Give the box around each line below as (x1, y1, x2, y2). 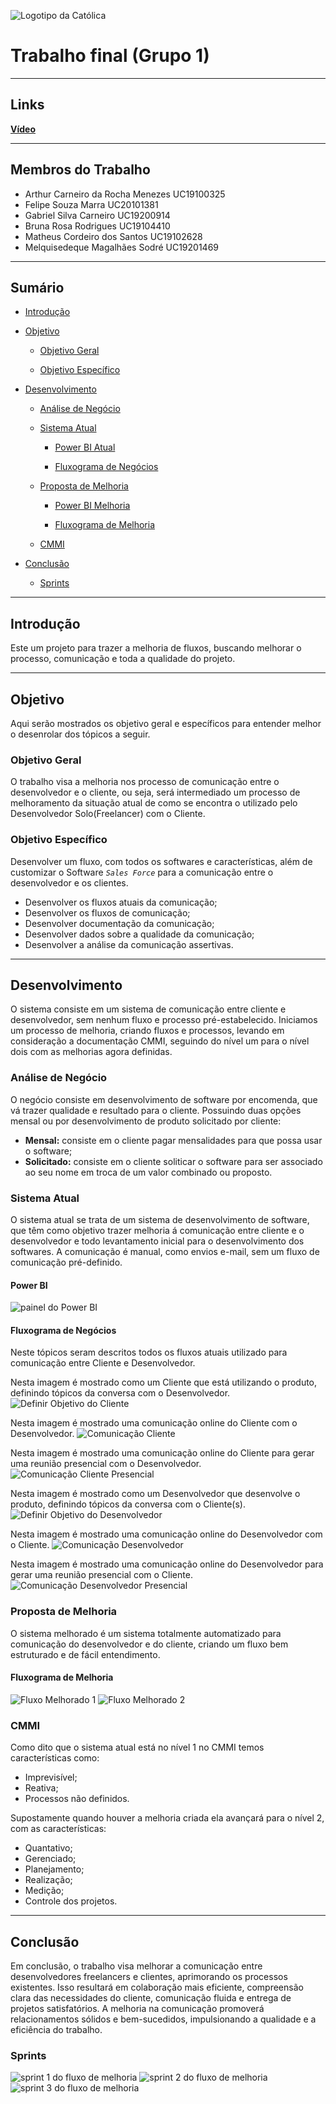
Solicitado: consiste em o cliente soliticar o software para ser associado (24, 1155, 323, 1167)
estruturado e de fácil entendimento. (10, 1648, 161, 1660)
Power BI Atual (54, 441, 116, 454)
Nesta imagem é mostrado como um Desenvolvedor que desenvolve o (10, 1488, 301, 1500)
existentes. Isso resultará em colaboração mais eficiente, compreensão (10, 1981, 304, 1994)
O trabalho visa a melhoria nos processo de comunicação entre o (10, 776, 280, 788)
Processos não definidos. (24, 1793, 130, 1805)
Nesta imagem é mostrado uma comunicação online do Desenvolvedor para (10, 1558, 324, 1570)
